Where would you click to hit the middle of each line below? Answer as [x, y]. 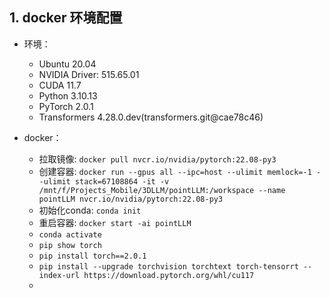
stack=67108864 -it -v [122, 181]
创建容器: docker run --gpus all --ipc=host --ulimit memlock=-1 [175, 171]
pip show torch [70, 245]
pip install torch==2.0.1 [92, 256]
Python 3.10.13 [68, 95]
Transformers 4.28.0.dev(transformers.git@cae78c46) [151, 117]
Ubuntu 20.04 [67, 64]
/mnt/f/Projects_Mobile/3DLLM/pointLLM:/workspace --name [162, 190]
